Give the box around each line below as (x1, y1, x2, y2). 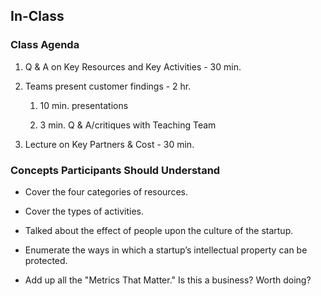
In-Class (10, 8, 65, 25)
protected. (24, 254, 68, 266)
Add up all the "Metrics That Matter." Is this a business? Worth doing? (24, 274, 312, 286)
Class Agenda (10, 38, 80, 52)
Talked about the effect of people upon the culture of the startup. (24, 224, 294, 236)
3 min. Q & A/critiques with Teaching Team (39, 119, 217, 131)
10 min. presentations (39, 99, 129, 111)
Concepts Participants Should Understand (10, 163, 221, 177)
